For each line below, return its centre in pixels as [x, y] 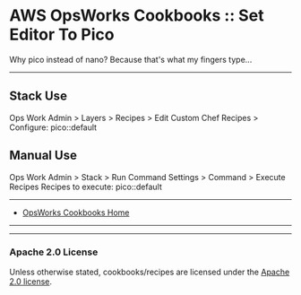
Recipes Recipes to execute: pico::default [86, 187]
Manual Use [43, 156]
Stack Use [38, 96]
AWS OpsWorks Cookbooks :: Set [137, 16]
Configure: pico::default [53, 127]
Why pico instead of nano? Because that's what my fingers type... [131, 59]
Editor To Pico [62, 35]
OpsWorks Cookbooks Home [76, 213]
